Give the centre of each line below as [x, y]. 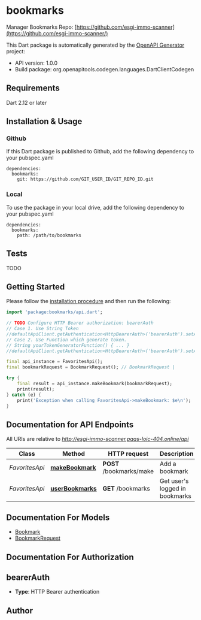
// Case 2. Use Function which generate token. [67, 340]
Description [176, 454]
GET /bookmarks [127, 489]
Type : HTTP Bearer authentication [57, 592]
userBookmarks [74, 489]
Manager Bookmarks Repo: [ [41, 27]
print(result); [36, 389]
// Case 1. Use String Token [42, 329]
